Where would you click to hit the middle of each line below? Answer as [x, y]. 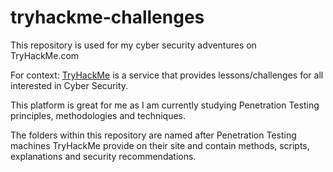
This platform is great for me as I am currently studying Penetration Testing [165, 105]
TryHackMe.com [45, 55]
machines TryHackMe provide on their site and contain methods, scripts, [160, 145]
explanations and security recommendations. [103, 156]
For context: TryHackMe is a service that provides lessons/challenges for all [167, 75]
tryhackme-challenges [107, 17]
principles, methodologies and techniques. [98, 115]
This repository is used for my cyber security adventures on [133, 45]
